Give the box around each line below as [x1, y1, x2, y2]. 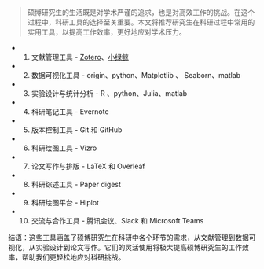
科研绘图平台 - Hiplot [31, 198, 100, 207]
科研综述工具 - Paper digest [31, 180, 122, 189]
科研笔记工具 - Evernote [31, 107, 109, 116]
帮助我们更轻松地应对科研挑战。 [21, 252, 126, 262]
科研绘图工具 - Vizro [31, 143, 97, 153]
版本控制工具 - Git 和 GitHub [31, 125, 123, 134]
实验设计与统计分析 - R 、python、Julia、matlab [31, 89, 188, 98]
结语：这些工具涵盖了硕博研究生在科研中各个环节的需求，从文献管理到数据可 [8, 233, 256, 242]
